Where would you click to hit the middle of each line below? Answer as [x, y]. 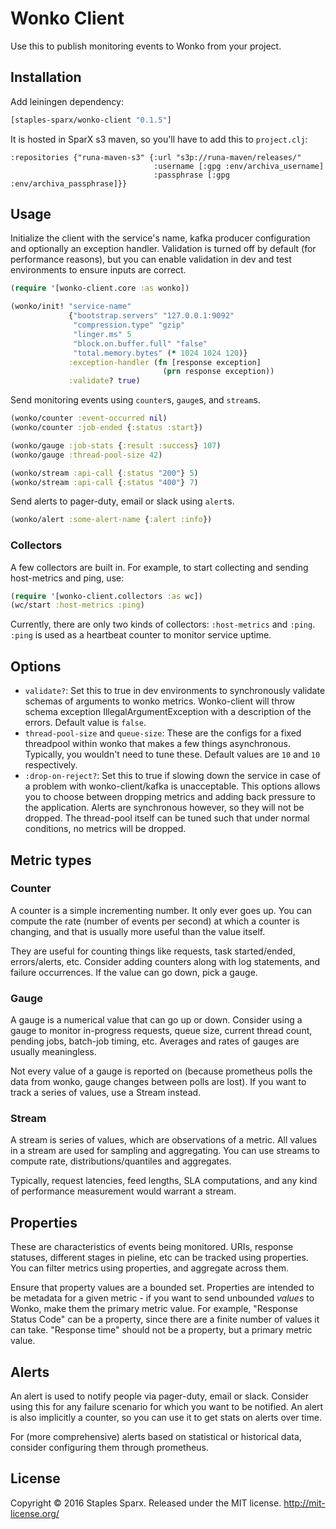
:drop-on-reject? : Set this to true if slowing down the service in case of [173, 776]
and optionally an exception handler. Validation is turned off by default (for [163, 249]
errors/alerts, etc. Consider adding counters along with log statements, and [165, 961]
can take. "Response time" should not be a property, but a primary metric [161, 1330]
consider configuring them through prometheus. [109, 1448]
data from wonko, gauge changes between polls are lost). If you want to [158, 1082]
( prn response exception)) [218, 372]
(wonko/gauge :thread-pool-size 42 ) [86, 455]
